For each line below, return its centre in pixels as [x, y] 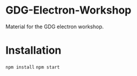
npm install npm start [33, 67]
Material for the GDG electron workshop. [55, 27]
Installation [34, 50]
